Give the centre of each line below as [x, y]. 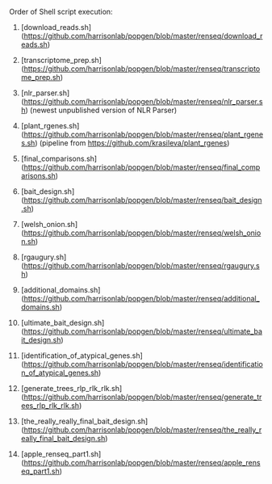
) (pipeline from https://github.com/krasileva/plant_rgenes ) [132, 143]
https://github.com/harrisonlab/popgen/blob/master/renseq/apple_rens [142, 463]
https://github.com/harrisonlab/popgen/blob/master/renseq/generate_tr [143, 397]
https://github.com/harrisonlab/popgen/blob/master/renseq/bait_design [143, 200]
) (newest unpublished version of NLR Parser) [101, 110]
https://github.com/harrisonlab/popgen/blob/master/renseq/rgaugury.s [142, 265]
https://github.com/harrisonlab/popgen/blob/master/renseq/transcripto [142, 69]
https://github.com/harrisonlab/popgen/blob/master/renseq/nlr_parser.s [143, 101]
